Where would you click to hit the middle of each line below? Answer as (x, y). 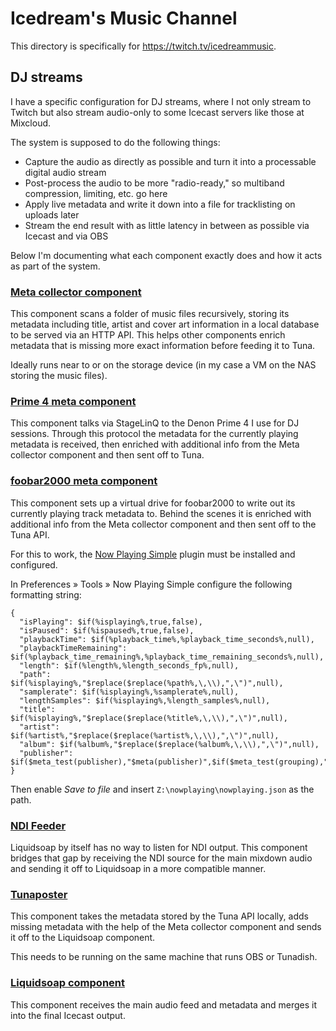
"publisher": (46, 753)
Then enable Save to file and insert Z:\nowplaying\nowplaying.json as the (162, 789)
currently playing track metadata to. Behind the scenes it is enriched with (161, 513)
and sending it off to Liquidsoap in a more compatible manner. (138, 868)
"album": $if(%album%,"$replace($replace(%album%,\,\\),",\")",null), (169, 744)
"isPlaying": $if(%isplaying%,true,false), (111, 622)
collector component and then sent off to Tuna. (107, 455)
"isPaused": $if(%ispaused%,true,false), (107, 630)
